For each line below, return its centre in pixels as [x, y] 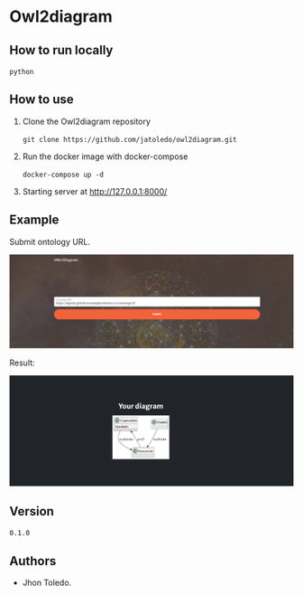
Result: [22, 363]
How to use [41, 100]
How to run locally [61, 50]
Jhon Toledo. [47, 583]
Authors [33, 561]
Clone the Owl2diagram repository [87, 121]
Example [34, 220]
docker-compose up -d [63, 175]
